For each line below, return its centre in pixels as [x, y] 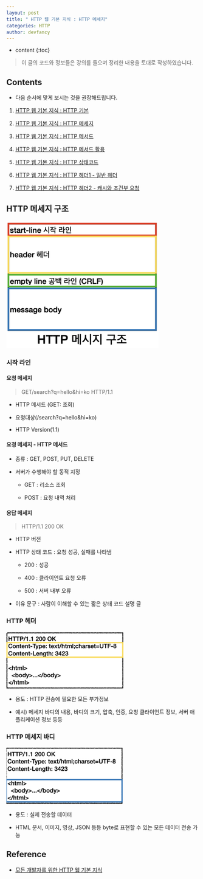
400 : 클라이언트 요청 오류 [55, 578]
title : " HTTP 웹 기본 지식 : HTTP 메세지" [57, 19]
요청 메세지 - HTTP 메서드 [37, 444]
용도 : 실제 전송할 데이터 [43, 814]
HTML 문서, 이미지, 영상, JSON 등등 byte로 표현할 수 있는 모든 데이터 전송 [103, 827]
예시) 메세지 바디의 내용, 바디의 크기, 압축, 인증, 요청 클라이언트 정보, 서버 [101, 712]
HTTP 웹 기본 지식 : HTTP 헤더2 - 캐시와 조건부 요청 [77, 188]
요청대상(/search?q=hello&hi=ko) [56, 417]
